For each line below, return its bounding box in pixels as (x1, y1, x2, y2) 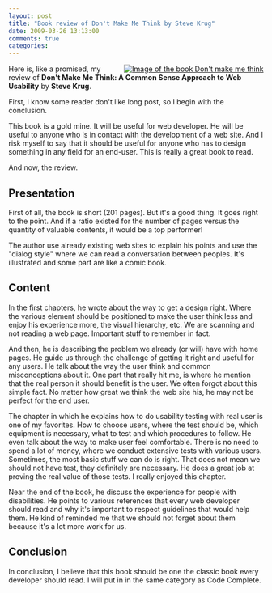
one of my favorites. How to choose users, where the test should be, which (8, 420, 259, 430)
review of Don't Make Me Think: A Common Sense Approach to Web (8, 73, 242, 83)
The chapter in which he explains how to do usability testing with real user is (8, 411, 263, 421)
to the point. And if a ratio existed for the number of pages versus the (8, 216, 240, 226)
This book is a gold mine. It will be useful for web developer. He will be (8, 121, 244, 131)
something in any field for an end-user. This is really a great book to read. (8, 147, 253, 157)
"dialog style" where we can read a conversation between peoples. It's (8, 248, 244, 259)
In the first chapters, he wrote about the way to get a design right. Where (8, 303, 252, 312)
